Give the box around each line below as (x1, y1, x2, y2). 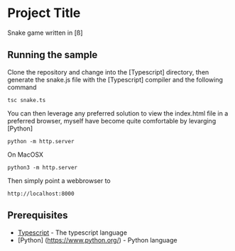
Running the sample (7, 49, 98, 61)
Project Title (7, 5, 81, 21)
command (7, 83, 37, 91)
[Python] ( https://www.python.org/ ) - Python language (17, 235, 177, 244)
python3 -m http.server (7, 164, 78, 171)
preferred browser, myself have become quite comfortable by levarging (7, 116, 217, 125)
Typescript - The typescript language (17, 228, 128, 237)
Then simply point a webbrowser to (7, 176, 111, 185)
